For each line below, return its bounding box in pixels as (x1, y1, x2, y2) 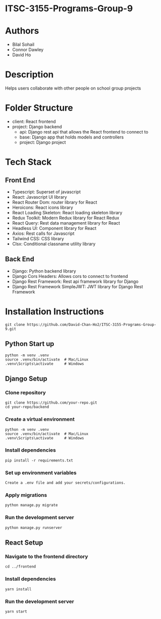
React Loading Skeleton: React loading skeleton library (12, 210, 122, 215)
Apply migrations (5, 492, 47, 499)
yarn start (5, 609, 27, 614)
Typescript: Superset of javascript (12, 189, 81, 195)
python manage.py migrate (5, 503, 58, 508)
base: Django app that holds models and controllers (19, 134, 124, 140)
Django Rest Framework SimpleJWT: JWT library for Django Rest (12, 283, 143, 289)
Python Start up (5, 340, 55, 348)
